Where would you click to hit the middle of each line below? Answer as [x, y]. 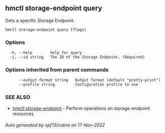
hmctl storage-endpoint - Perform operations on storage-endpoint [81, 108]
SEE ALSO [18, 97]
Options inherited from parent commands [57, 70]
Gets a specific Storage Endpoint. [40, 20]
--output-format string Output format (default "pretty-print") [90, 80]
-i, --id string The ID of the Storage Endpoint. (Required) [77, 57]
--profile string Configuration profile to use [78, 85]
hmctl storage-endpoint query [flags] [46, 30]
